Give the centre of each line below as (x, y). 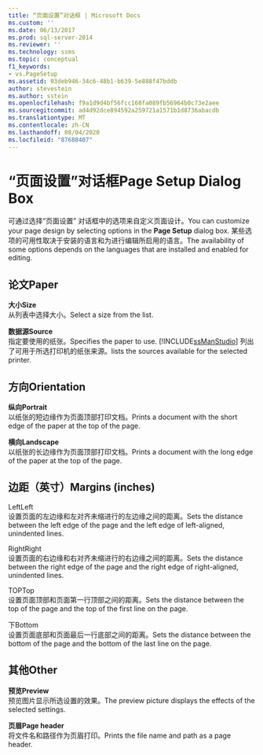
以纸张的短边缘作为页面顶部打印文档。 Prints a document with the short (123, 417)
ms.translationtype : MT (47, 118)
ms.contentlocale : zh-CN (49, 125)
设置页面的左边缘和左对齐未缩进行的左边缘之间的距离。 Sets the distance (126, 516)
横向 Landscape (34, 442)
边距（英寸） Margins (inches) (82, 487)
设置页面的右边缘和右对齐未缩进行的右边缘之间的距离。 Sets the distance (126, 558)
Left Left (21, 506)
